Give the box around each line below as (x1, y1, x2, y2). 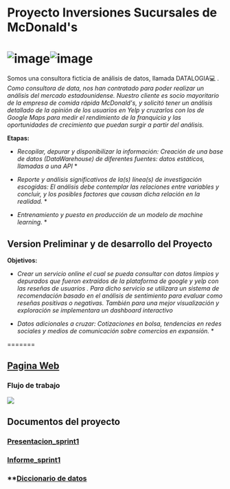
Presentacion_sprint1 (7, 436, 80, 446)
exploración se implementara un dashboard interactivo (16, 306, 173, 314)
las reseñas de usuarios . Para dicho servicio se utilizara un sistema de (16, 284, 220, 292)
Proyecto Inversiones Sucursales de (7, 5, 218, 21)
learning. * (16, 218, 47, 227)
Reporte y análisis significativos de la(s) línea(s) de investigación (16, 176, 202, 184)
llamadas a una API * (16, 162, 78, 170)
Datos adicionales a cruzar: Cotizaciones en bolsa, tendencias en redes (16, 319, 222, 328)
